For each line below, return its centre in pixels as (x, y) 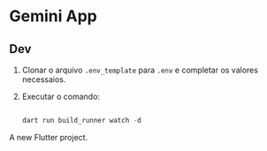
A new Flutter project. (49, 137)
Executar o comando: (61, 96)
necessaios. (44, 79)
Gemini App (53, 16)
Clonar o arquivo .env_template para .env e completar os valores (140, 70)
